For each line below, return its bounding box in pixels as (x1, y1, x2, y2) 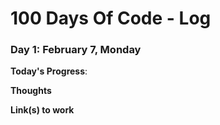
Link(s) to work (10, 104, 75, 116)
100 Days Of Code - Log (10, 7, 212, 30)
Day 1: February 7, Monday (10, 43, 142, 57)
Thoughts (10, 85, 52, 97)
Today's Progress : (10, 65, 88, 77)
